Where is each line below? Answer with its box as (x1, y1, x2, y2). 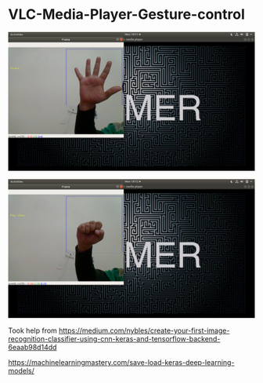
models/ (8, 366, 35, 375)
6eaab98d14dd (8, 342, 57, 352)
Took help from (8, 326, 57, 335)
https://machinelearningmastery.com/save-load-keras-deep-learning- (8, 357, 235, 367)
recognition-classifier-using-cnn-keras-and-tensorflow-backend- (8, 334, 221, 343)
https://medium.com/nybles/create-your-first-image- (58, 326, 230, 335)
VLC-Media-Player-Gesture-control (8, 5, 245, 24)
